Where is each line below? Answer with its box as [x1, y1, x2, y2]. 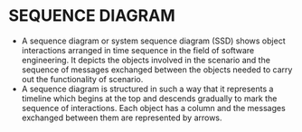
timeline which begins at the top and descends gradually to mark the [21, 92, 278, 104]
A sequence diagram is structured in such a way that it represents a [21, 83, 274, 94]
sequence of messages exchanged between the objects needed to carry [21, 64, 293, 75]
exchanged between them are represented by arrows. [21, 112, 222, 123]
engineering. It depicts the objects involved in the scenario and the [21, 54, 270, 65]
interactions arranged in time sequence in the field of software [21, 44, 255, 55]
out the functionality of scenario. [21, 73, 144, 84]
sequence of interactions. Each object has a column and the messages [21, 102, 286, 113]
